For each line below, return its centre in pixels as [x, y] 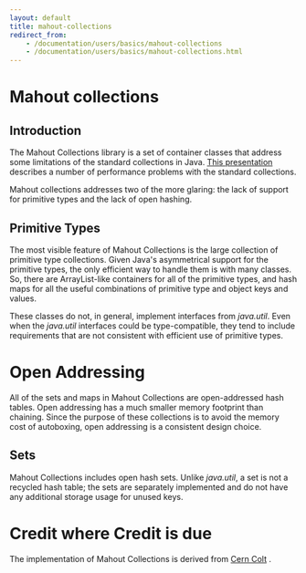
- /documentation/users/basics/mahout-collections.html [135, 52]
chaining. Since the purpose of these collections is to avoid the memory [145, 417]
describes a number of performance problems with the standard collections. [153, 172]
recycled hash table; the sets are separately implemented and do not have [149, 487]
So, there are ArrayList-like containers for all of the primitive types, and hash [153, 278]
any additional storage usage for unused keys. [97, 496]
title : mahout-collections [61, 26]
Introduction [46, 130]
